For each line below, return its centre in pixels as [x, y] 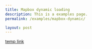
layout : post [19, 27]
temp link [15, 42]
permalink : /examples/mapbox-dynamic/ [45, 19]
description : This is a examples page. [46, 14]
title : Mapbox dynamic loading [38, 10]
